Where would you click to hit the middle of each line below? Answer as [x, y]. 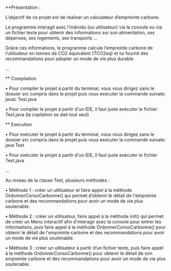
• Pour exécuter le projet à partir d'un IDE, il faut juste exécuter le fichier [81, 155]
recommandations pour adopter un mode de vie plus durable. [70, 59]
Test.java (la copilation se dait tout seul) [47, 115]
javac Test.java [21, 99]
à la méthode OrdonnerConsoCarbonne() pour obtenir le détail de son [79, 253]
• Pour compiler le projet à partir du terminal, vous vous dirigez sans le [80, 88]
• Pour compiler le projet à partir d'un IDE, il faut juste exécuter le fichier [81, 109]
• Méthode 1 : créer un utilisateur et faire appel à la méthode [69, 190]
